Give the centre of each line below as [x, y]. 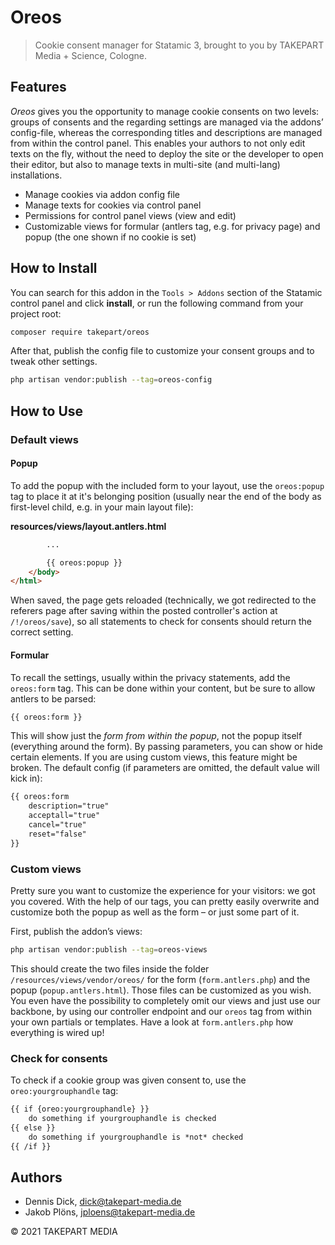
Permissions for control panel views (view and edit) [130, 215]
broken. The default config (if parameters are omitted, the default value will [165, 768]
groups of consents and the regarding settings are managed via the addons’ [167, 122]
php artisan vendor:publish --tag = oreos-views [109, 949]
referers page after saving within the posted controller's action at [144, 611]
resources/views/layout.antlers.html [88, 526]
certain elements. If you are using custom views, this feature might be [154, 757]
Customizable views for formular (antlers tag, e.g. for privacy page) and [172, 226]
